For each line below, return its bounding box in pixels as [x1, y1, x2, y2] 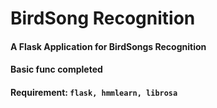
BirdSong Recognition [10, 7, 196, 30]
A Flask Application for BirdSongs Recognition [10, 40, 207, 52]
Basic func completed [10, 63, 103, 76]
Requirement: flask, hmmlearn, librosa [10, 86, 178, 98]
